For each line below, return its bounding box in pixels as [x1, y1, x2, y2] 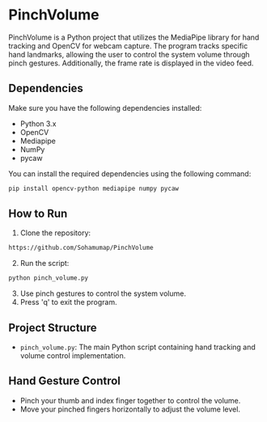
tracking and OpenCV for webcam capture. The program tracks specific [8, 40, 248, 50]
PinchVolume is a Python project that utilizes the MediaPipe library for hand [8, 32, 260, 42]
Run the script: [19, 259, 70, 268]
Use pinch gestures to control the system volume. [19, 289, 186, 298]
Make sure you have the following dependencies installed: [8, 103, 202, 112]
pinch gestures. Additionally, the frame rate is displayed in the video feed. [8, 58, 254, 68]
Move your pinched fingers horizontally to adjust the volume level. [19, 404, 241, 414]
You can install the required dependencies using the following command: [8, 168, 252, 179]
